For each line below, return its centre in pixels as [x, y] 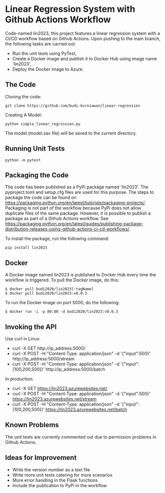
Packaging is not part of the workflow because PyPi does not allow [73, 208]
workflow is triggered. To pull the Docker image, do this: [62, 280]
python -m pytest [23, 160]
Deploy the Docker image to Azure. [48, 69]
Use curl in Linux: [23, 339]
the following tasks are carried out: [41, 44]
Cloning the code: [23, 96]
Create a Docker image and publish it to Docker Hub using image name [84, 58]
